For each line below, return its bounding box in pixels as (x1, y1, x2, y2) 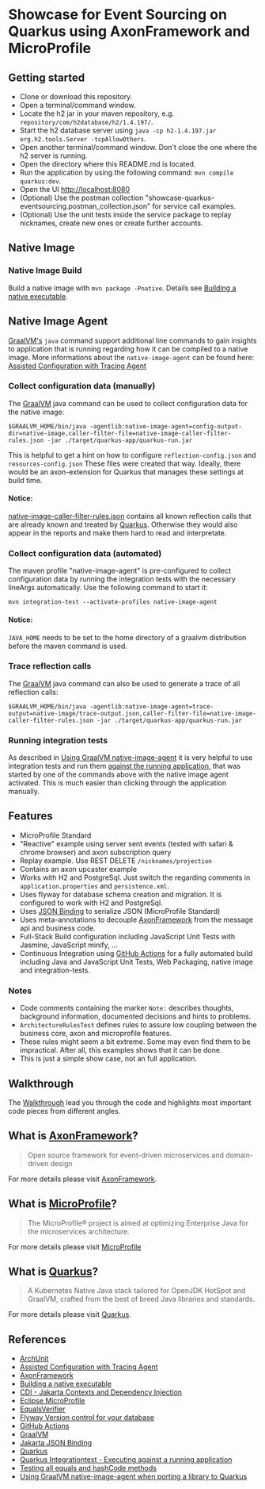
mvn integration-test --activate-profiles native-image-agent (8, 598, 218, 606)
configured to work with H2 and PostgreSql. (19, 898, 164, 908)
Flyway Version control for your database (19, 1413, 154, 1422)
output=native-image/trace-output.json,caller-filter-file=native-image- (8, 709, 257, 717)
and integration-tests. (19, 965, 91, 975)
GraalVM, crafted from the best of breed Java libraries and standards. (27, 1295, 256, 1304)
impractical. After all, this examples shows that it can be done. (19, 1046, 222, 1055)
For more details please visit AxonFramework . (8, 1174, 157, 1184)
